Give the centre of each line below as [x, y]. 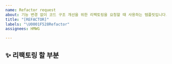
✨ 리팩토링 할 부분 [32, 55]
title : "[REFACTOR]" [27, 19]
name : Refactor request [31, 10]
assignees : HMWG [23, 29]
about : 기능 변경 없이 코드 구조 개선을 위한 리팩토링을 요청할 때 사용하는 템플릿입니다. [87, 15]
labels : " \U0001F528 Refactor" [38, 24]
